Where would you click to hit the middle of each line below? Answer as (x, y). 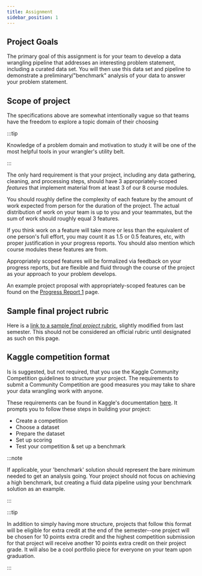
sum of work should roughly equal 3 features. (63, 219)
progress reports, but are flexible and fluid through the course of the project (101, 268)
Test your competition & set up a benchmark (70, 446)
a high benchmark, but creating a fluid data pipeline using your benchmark (99, 482)
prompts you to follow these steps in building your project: (79, 409)
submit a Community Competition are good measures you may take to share (101, 384)
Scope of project (39, 101)
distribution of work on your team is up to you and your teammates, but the (100, 212)
